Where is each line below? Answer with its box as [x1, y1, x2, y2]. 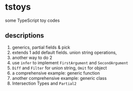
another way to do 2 [12, 55, 52, 61]
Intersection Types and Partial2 [12, 80, 76, 86]
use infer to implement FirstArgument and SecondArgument [12, 60, 128, 65]
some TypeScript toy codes [5, 17, 60, 23]
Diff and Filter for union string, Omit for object [12, 65, 107, 71]
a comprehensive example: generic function [12, 70, 100, 76]
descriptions [5, 31, 44, 40]
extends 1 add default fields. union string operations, [12, 49, 117, 55]
